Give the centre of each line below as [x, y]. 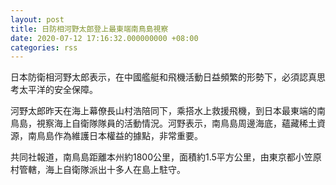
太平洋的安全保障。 [58, 90]
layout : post [37, 19]
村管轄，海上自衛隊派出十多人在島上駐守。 [98, 170]
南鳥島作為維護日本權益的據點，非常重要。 [115, 136]
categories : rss [44, 47]
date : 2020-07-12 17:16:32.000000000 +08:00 [104, 38]
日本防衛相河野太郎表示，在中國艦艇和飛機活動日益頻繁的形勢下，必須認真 [163, 77]
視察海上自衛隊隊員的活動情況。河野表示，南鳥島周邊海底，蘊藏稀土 [176, 123]
